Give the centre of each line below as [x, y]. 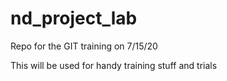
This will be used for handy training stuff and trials [114, 65]
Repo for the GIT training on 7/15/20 [84, 46]
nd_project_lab [74, 18]
